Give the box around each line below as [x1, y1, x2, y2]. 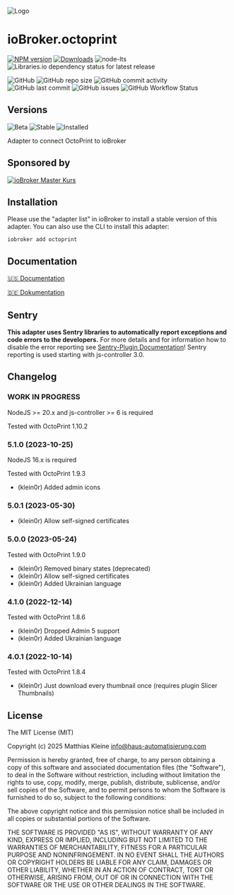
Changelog [7, 371, 57, 383]
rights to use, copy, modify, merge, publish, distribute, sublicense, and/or [7, 778, 221, 786]
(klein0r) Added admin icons [17, 483, 101, 491]
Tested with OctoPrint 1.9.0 [7, 550, 86, 558]
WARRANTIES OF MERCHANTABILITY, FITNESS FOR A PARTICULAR [7, 843, 207, 851]
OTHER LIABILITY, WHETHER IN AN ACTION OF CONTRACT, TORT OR [7, 865, 213, 874]
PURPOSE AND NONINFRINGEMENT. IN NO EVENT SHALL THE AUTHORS [7, 850, 225, 859]
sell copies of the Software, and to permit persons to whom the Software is [7, 785, 226, 794]
